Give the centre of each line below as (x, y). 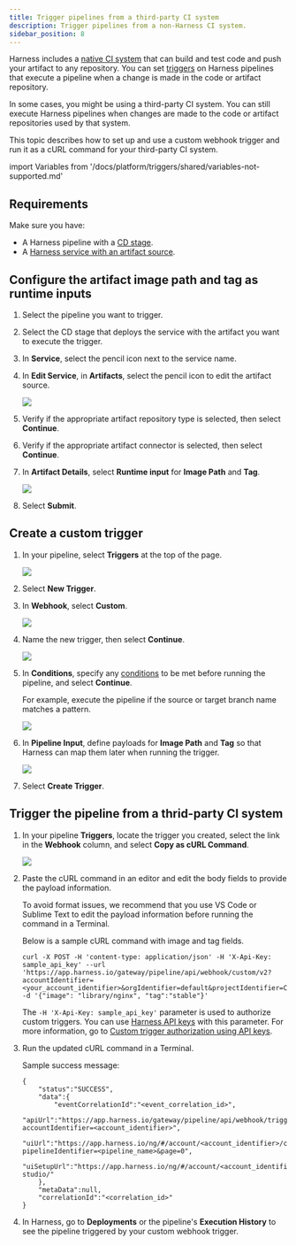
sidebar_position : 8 (47, 34)
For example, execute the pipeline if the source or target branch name (149, 699)
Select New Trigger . (59, 588)
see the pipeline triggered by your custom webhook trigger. (130, 1231)
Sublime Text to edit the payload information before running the (137, 914)
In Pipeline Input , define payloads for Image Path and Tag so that (142, 742)
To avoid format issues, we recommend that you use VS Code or (140, 904)
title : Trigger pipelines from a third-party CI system (114, 17)
